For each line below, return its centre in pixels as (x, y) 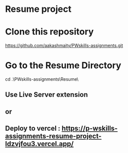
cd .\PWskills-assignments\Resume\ (42, 79)
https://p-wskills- (90, 128)
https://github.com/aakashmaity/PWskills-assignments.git (64, 46)
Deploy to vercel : (33, 128)
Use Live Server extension (47, 95)
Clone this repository (50, 32)
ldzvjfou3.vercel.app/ (39, 144)
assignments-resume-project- (53, 136)
